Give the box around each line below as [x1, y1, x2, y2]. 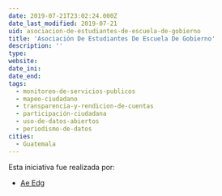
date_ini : [8, 65, 42, 73]
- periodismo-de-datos [15, 125, 92, 133]
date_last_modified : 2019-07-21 [8, 19, 117, 28]
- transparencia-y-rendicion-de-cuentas [15, 102, 154, 110]
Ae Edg [19, 177, 45, 187]
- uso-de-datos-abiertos [15, 117, 100, 126]
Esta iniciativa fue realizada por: [8, 162, 115, 172]
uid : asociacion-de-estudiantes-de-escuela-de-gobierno [8, 27, 201, 35]
